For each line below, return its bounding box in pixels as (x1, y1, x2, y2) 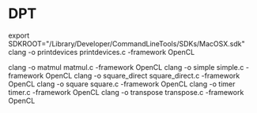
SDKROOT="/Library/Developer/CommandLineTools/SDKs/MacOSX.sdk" (8, 38, 245, 48)
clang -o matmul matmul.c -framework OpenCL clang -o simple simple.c (8, 62, 244, 71)
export (8, 31, 30, 40)
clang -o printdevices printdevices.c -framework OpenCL (8, 47, 195, 56)
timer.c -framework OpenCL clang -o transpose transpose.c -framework (8, 87, 244, 97)
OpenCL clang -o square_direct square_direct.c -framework (45, 71, 240, 80)
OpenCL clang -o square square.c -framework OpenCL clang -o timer (8, 79, 236, 89)
